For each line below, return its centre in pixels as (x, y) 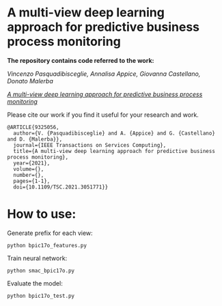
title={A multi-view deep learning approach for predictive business (114, 151)
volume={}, (29, 169)
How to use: (42, 214)
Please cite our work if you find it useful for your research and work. (103, 115)
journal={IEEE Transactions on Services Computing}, (90, 145)
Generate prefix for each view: (50, 233)
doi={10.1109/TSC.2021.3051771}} (61, 187)
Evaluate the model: (35, 283)
